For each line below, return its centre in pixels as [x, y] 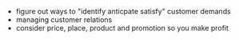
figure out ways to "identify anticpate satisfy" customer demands [123, 11]
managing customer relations [64, 20]
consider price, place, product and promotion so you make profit [122, 28]
